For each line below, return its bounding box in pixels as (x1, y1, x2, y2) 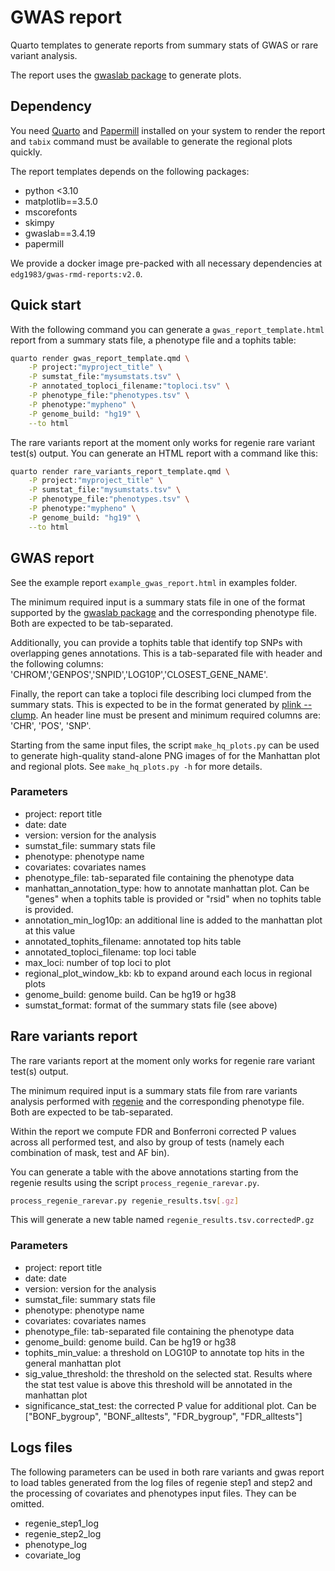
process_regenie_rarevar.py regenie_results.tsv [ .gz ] (10, 1196, 240, 1206)
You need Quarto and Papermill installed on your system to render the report (10, 124, 326, 136)
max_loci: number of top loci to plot (24, 956, 172, 968)
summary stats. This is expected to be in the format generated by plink (10, 698, 302, 710)
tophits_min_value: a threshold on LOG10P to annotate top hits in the (24, 1346, 305, 1358)
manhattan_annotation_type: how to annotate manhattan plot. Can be (24, 882, 310, 894)
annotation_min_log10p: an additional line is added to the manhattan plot (24, 914, 323, 926)
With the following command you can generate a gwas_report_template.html (10, 323, 325, 335)
